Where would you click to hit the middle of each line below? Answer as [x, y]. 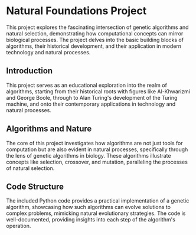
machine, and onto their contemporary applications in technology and [91, 104]
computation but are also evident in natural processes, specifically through [97, 149]
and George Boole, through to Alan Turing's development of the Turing [92, 97]
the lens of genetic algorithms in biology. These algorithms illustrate [89, 155]
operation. [19, 226]
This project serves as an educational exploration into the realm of [86, 85]
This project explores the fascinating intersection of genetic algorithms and [97, 27]
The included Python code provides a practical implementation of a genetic [98, 201]
